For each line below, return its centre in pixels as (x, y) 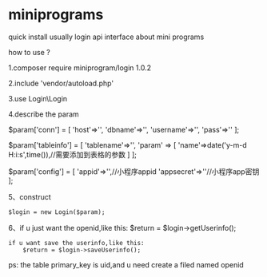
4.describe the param (44, 114)
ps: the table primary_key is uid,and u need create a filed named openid (126, 264)
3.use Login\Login (38, 98)
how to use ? (29, 52)
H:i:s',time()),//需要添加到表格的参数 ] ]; (73, 154)
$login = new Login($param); (57, 212)
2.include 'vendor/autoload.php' (61, 83)
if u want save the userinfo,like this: (77, 243)
